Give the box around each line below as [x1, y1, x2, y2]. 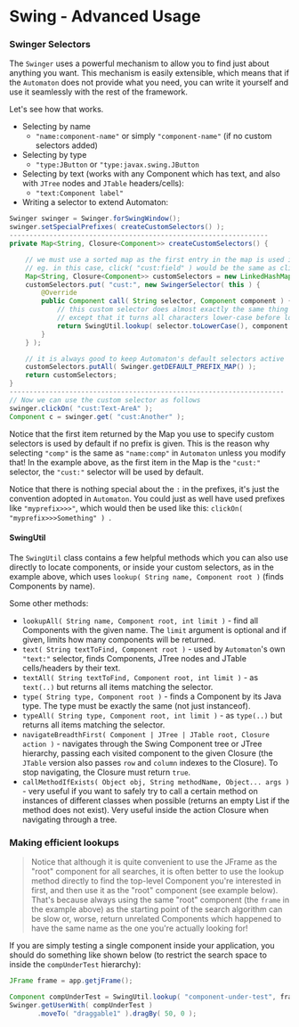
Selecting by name [21, 121, 91, 132]
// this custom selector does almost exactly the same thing [56, 305, 289, 314]
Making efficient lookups [9, 836, 120, 849]
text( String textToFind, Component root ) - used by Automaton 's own [21, 644, 286, 654]
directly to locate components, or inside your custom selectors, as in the [9, 562, 274, 572]
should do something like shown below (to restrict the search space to [9, 949, 267, 960]
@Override [41, 288, 77, 298]
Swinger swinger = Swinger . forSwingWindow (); [9, 214, 181, 224]
